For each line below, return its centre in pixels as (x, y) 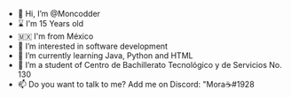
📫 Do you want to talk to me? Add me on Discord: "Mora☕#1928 (136, 84)
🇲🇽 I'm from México (55, 36)
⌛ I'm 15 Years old (51, 23)
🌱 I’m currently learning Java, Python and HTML (105, 56)
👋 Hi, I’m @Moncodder (59, 14)
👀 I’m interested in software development (93, 46)
